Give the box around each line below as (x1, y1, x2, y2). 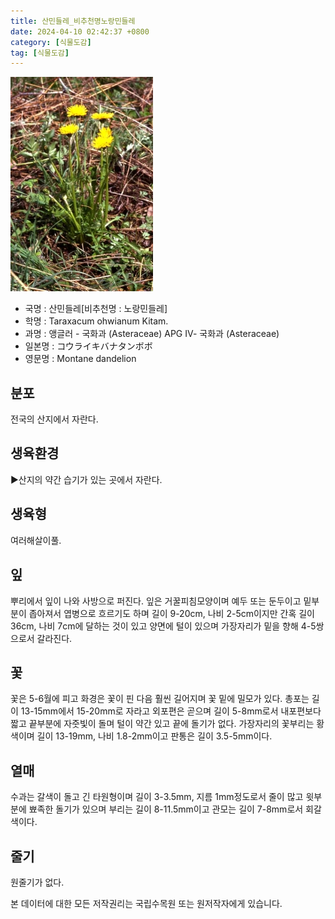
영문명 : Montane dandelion (24, 353, 137, 365)
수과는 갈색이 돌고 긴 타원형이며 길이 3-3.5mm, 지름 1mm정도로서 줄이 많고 (10, 791, 304, 803)
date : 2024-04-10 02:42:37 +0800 (10, 26, 150, 37)
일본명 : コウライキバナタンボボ (24, 340, 153, 352)
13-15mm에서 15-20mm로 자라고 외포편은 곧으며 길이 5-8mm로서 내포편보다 (20, 705, 322, 717)
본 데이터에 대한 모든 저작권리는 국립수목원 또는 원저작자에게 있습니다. (10, 897, 283, 909)
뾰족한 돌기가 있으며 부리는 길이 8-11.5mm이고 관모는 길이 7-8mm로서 (28, 803, 304, 815)
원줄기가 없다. (10, 876, 65, 888)
